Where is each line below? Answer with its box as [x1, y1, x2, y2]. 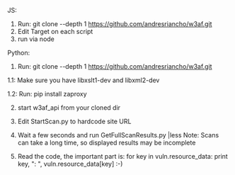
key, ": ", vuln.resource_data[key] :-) [17, 159, 123, 168]
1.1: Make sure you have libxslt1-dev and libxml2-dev [7, 76, 160, 84]
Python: [7, 49, 30, 57]
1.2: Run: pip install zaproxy [7, 90, 87, 98]
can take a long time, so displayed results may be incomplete [17, 138, 196, 147]
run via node [17, 35, 55, 43]
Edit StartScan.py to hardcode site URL [17, 117, 132, 125]
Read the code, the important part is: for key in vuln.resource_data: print [17, 152, 228, 160]
